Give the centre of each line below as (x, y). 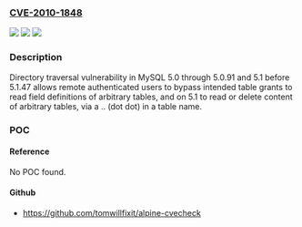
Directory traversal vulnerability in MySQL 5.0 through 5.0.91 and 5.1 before (150, 77)
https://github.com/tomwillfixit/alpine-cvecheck (112, 212)
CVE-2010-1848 (46, 13)
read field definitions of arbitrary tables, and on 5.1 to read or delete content (151, 97)
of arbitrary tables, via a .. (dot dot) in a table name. (106, 106)
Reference (30, 151)
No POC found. (38, 171)
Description (36, 57)
